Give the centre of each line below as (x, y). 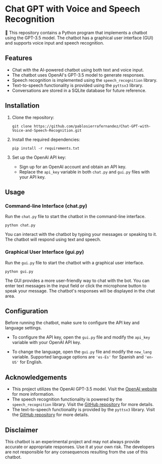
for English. (31, 362)
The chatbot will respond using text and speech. (53, 240)
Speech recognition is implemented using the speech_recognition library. (85, 80)
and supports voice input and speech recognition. (55, 43)
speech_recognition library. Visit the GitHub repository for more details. (83, 404)
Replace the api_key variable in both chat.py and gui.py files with (84, 172)
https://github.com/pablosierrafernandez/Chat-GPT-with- (92, 126)
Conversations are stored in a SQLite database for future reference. (79, 90)
